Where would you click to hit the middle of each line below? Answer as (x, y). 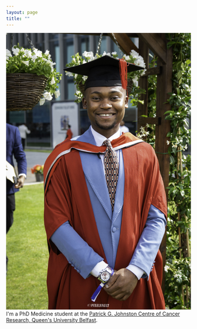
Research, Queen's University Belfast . (52, 320)
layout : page (22, 12)
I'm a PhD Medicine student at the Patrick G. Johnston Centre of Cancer (93, 314)
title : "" (18, 18)
